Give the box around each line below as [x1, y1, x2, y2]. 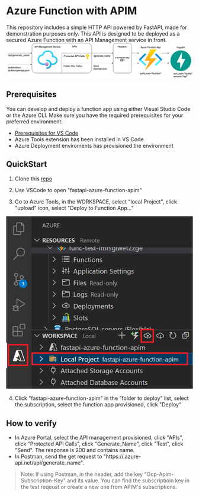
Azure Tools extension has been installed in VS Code [14, 135, 144, 143]
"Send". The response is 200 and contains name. [14, 447, 135, 454]
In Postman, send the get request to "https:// [14, 453, 124, 460]
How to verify [6, 418, 57, 428]
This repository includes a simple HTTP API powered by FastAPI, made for [6, 24, 188, 31]
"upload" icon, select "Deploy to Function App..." [14, 204, 134, 211]
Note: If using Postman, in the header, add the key [20, 470, 143, 478]
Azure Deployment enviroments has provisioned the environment [14, 142, 174, 149]
